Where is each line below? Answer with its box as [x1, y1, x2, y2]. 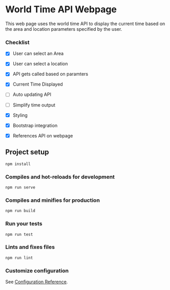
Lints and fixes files [5, 243, 55, 251]
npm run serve [5, 184, 36, 190]
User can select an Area [12, 50, 64, 57]
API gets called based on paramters [12, 71, 89, 77]
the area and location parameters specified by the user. [5, 26, 122, 32]
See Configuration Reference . [5, 279, 68, 285]
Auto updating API [12, 91, 51, 98]
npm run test [5, 232, 33, 237]
